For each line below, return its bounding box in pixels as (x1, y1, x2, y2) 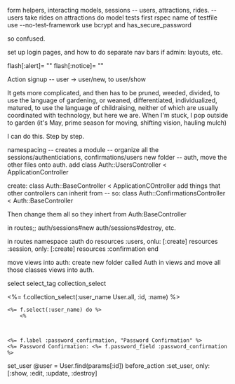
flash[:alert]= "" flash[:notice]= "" (7, 62, 104, 69)
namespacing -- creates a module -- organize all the (7, 146, 159, 153)
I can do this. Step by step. (7, 132, 85, 140)
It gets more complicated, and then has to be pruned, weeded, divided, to (7, 89, 220, 97)
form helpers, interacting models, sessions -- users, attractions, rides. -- (7, 6, 217, 14)
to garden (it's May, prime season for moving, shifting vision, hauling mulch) (7, 118, 227, 127)
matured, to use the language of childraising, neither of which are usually (7, 104, 219, 111)
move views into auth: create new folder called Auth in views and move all (7, 259, 221, 266)
